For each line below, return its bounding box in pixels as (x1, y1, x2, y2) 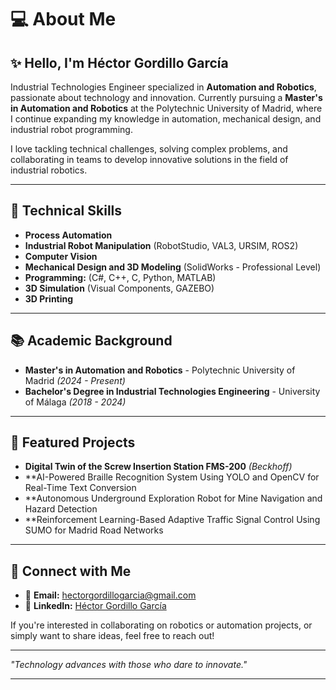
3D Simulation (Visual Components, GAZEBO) (24, 282, 215, 294)
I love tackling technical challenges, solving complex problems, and (10, 143, 288, 155)
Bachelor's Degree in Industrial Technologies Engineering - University (24, 385, 321, 397)
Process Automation (24, 229, 113, 241)
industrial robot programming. (10, 124, 133, 135)
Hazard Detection (24, 503, 98, 515)
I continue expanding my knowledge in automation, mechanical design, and (10, 113, 322, 125)
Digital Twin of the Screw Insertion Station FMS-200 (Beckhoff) (24, 461, 293, 473)
